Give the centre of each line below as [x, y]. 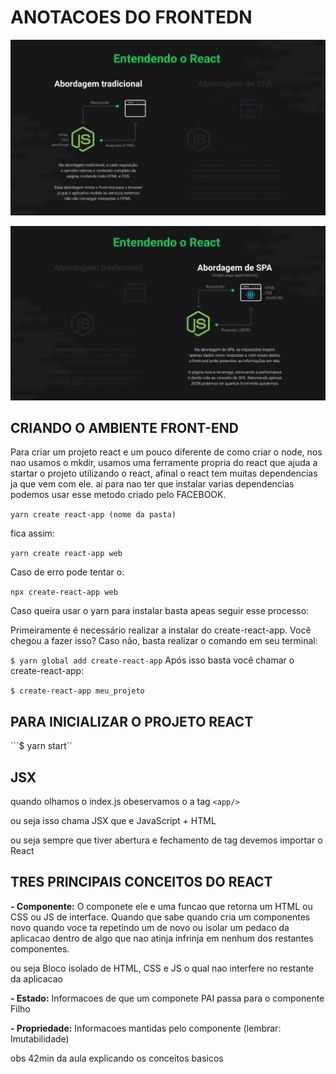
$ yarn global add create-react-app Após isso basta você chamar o [152, 660]
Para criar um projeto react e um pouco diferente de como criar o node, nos [166, 452]
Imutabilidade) [40, 1038]
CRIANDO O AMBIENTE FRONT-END [124, 427]
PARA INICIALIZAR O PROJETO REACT [132, 721]
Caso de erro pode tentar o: [67, 572]
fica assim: [32, 533]
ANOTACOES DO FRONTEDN [131, 17]
